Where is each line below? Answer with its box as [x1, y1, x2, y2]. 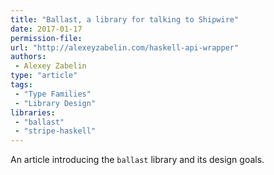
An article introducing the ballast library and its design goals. [10, 154, 265, 166]
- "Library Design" [14, 98, 97, 108]
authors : [10, 52, 47, 62]
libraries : [10, 107, 56, 118]
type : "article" [10, 71, 78, 81]
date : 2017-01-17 [10, 24, 83, 34]
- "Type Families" [14, 89, 92, 99]
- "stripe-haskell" [14, 126, 97, 136]
